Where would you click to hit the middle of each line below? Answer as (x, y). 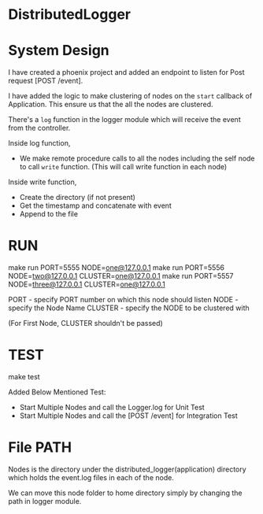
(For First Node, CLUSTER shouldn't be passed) (85, 324)
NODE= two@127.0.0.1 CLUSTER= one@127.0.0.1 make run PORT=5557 (121, 276)
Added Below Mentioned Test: (57, 392)
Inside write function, (43, 182)
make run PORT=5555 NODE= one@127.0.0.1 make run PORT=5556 (116, 268)
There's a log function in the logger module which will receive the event (125, 120)
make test (24, 377)
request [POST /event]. (46, 81)
